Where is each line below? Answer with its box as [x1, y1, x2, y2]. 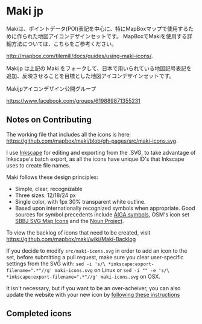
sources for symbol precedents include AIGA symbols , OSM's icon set [14, 210, 190, 218]
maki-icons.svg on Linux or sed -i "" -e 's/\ [54, 266, 170, 273]
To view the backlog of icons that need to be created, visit [6, 228, 151, 236]
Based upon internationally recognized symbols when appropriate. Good [14, 204, 195, 212]
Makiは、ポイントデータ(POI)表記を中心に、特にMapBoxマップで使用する [6, 25, 189, 32]
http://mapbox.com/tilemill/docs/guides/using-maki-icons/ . [6, 52, 153, 59]
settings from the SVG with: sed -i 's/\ [6, 260, 106, 267]
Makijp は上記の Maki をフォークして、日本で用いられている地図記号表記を [6, 65, 192, 72]
